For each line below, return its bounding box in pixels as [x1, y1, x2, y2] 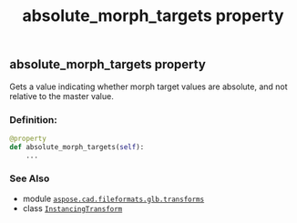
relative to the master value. [9, 90, 114, 101]
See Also [9, 172, 50, 185]
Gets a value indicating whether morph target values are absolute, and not [9, 81, 289, 92]
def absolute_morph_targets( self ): [9, 142, 145, 151]
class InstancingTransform [22, 202, 123, 214]
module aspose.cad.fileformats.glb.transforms [22, 193, 205, 204]
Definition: [9, 113, 57, 126]
